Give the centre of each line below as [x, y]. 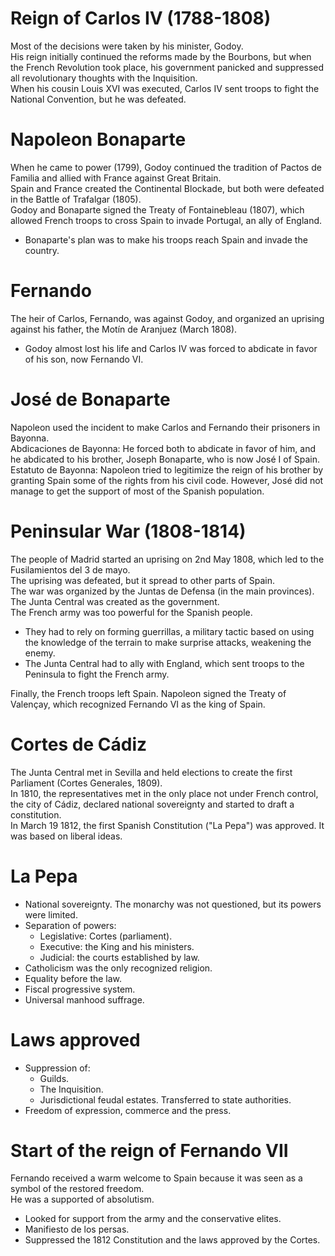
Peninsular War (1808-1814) [128, 531]
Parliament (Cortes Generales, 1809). [86, 783]
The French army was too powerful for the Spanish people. [131, 612]
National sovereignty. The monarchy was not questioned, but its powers [173, 904]
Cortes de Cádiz [79, 744]
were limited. [51, 914]
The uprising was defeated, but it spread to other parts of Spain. [143, 580]
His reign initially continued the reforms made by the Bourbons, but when [161, 56]
